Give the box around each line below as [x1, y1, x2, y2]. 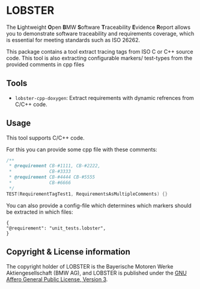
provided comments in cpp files [6, 61, 85, 68]
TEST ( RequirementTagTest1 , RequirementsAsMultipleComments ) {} [6, 191, 168, 197]
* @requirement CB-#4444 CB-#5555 [8, 174, 95, 181]
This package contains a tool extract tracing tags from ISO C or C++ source [6, 48, 193, 55]
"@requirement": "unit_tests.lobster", [6, 225, 106, 231]
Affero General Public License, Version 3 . [6, 275, 108, 283]
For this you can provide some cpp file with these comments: [6, 146, 157, 153]
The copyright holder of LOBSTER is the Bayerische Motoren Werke [6, 263, 174, 270]
